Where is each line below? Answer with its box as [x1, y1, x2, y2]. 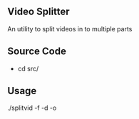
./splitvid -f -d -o [7, 103, 57, 113]
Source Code [7, 46, 66, 58]
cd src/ [17, 64, 39, 73]
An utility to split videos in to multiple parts [7, 24, 133, 33]
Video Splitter [7, 6, 70, 18]
